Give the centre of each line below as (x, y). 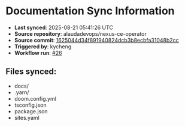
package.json (31, 111)
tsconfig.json (30, 105)
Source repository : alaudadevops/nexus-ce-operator (81, 33)
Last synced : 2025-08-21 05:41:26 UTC (63, 27)
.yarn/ (22, 92)
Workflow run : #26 (38, 52)
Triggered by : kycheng (43, 47)
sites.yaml (27, 117)
